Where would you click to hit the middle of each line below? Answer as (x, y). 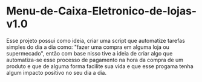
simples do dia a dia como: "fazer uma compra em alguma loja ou (88, 47)
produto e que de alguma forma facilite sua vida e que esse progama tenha (100, 66)
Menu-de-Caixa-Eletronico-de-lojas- (102, 11)
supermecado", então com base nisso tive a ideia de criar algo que (90, 53)
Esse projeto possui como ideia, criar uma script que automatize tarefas (96, 40)
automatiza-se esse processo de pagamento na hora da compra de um (95, 60)
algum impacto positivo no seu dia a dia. (57, 72)
